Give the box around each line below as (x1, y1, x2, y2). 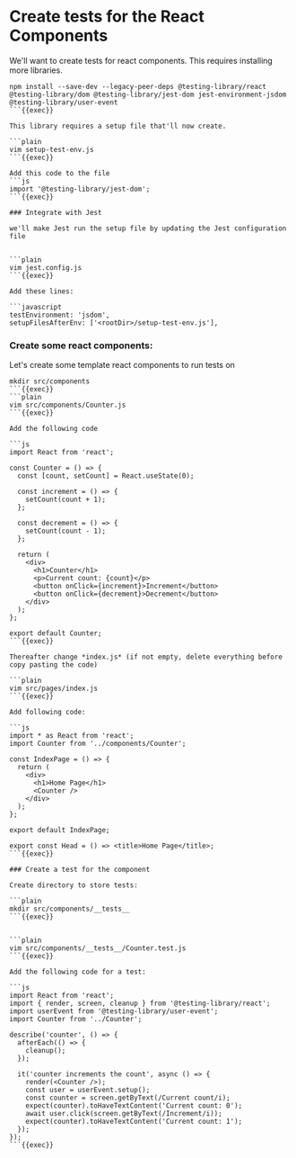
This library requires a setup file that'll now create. (9, 121, 227, 130)
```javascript (9, 302, 63, 311)
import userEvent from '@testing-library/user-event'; (9, 1007, 219, 1016)
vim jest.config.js (9, 263, 83, 272)
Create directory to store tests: (9, 881, 139, 890)
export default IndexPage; (9, 826, 110, 835)
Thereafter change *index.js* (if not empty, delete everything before (9, 652, 283, 662)
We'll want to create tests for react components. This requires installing (9, 55, 274, 66)
